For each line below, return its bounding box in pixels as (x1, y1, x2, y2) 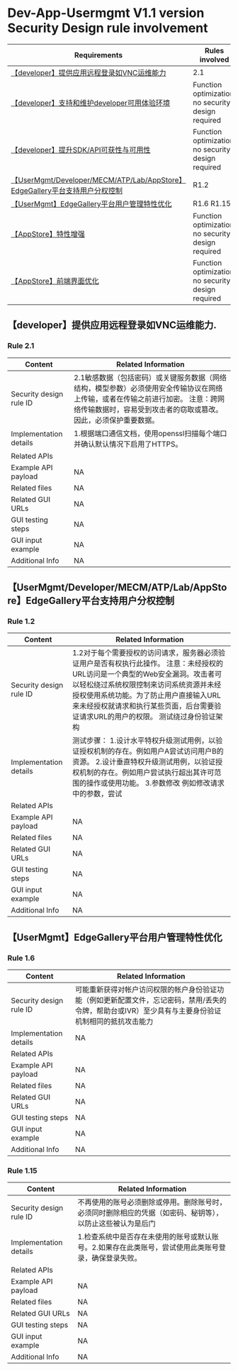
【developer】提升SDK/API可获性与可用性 (11, 145, 151, 155)
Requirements (74, 50, 123, 60)
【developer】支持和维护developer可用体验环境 (11, 98, 170, 108)
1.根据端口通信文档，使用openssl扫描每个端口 (74, 428, 227, 438)
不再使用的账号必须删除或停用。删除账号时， (77, 1197, 227, 1207)
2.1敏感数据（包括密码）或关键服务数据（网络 (74, 372, 227, 382)
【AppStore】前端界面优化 (11, 276, 99, 286)
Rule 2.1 (7, 341, 35, 351)
